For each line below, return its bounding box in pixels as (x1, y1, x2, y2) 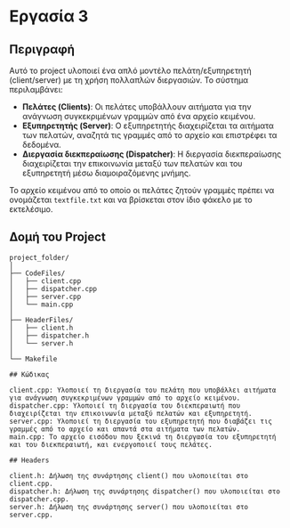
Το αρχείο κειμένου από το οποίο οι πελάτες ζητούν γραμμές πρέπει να (9, 185, 275, 195)
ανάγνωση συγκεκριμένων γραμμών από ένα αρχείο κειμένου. (21, 111, 256, 121)
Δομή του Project (9, 230, 107, 245)
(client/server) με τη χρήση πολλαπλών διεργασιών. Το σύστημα (9, 75, 249, 85)
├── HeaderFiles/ (9, 315, 74, 324)
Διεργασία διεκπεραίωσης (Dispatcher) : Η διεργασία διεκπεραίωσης (21, 149, 282, 159)
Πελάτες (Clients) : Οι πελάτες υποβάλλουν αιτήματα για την (21, 102, 252, 112)
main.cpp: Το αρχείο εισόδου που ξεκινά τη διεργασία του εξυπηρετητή (9, 432, 277, 442)
